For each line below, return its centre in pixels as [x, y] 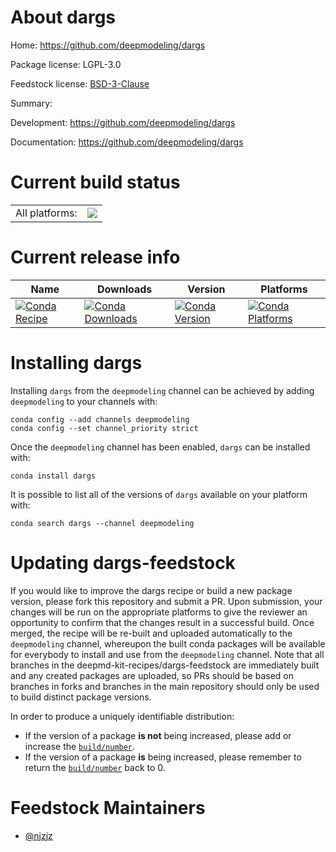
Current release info [95, 257]
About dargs [63, 17]
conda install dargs [53, 476]
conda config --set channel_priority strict [104, 428]
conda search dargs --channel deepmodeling [102, 523]
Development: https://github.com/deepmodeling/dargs [123, 122]
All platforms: [46, 213]
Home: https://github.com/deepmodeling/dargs [108, 45]
